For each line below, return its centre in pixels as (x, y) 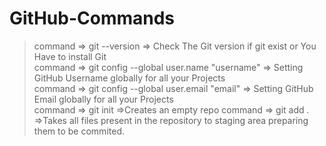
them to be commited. (79, 131)
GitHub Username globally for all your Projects (129, 78)
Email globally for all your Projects (103, 99)
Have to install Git (70, 56)
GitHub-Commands (92, 18)
